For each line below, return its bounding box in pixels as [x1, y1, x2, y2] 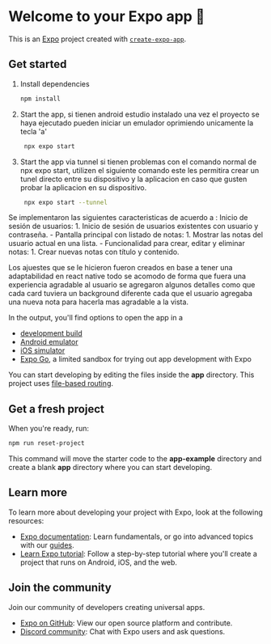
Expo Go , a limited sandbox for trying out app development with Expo [19, 354, 252, 364]
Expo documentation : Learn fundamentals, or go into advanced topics [19, 532, 253, 541]
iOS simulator [19, 345, 66, 355]
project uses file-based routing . [8, 379, 114, 388]
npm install [19, 95, 61, 103]
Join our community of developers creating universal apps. [8, 602, 205, 612]
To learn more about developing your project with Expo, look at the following [8, 507, 263, 517]
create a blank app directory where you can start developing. [8, 463, 213, 472]
